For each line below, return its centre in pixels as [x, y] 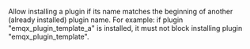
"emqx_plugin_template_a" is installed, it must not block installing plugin [125, 28]
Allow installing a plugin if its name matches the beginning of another [121, 11]
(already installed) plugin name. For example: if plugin [96, 20]
